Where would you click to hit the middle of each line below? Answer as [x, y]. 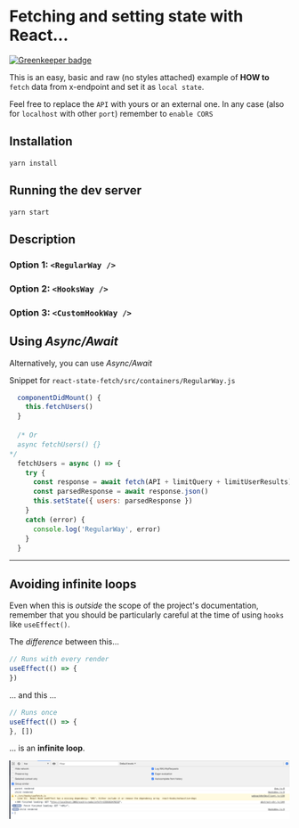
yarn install [33, 163]
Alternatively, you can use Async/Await [81, 363]
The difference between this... [65, 642]
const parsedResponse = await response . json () [121, 492]
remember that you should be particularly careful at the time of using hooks [147, 615]
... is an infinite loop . [47, 748]
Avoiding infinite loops [73, 584]
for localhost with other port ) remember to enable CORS [111, 113]
